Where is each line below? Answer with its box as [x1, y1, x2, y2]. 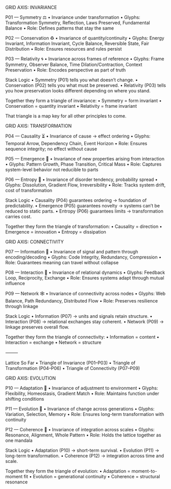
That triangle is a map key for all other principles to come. [5, 113, 127, 119]
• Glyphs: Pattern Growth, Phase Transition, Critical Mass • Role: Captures [5, 161, 162, 167]
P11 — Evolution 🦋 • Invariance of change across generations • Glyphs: [5, 406, 155, 412]
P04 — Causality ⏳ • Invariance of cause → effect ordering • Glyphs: [5, 133, 151, 139]
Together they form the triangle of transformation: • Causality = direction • [5, 223, 162, 229]
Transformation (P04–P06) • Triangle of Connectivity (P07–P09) [5, 365, 140, 371]
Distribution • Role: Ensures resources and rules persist [5, 46, 122, 52]
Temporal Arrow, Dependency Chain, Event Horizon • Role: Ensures [5, 141, 148, 146]
